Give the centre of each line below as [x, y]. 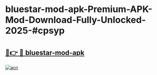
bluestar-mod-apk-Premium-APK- [79, 9]
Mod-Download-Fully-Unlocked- [75, 20]
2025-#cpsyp [35, 31]
